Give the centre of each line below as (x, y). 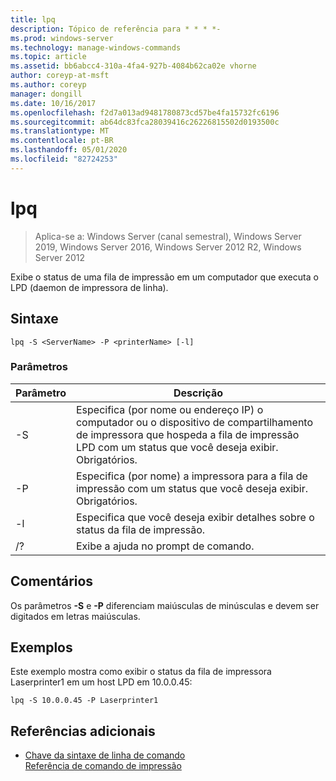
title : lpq (33, 19)
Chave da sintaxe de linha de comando (105, 755)
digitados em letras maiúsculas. (75, 616)
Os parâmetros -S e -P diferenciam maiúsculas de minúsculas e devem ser (165, 605)
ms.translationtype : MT (60, 131)
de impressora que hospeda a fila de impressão (187, 434)
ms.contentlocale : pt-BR (62, 141)
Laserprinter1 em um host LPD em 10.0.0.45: (101, 682)
